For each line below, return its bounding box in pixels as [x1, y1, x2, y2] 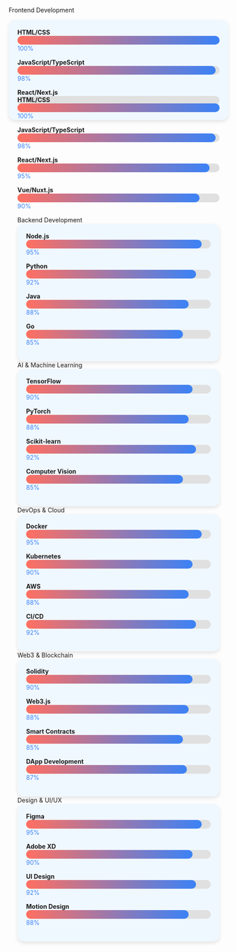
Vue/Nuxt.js [17, 186, 54, 194]
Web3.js [26, 697, 52, 705]
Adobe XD [26, 843, 56, 850]
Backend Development [17, 216, 83, 224]
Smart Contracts [26, 728, 76, 735]
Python [26, 262, 48, 270]
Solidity [26, 667, 49, 675]
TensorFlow [26, 377, 61, 385]
